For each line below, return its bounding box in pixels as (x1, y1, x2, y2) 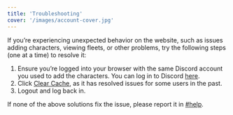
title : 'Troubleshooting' (7, 10, 83, 17)
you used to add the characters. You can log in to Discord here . (17, 71, 200, 80)
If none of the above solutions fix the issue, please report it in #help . (7, 100, 204, 108)
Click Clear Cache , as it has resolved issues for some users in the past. (17, 79, 223, 87)
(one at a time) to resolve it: (7, 50, 87, 59)
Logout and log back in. (17, 86, 86, 95)
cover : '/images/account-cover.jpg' (7, 17, 114, 24)
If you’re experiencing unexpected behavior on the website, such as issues (7, 36, 223, 44)
